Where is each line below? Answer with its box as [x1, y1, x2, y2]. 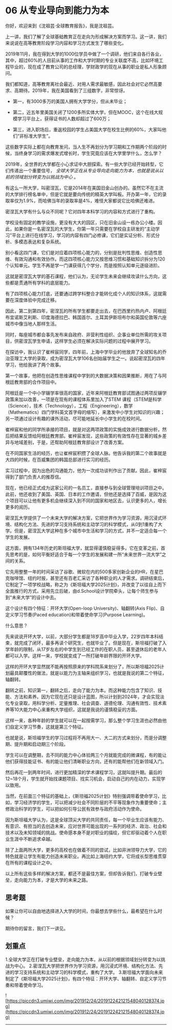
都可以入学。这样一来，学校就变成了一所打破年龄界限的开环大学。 [5, 652, 144, 659]
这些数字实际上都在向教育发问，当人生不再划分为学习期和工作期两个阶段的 [5, 144, 162, 150]
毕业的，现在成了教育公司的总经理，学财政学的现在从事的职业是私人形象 [9, 64, 162, 70]
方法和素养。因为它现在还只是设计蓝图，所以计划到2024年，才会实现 [14, 693, 160, 700]
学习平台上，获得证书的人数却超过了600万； [17, 115, 112, 122]
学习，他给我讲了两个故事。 [5, 361, 64, 368]
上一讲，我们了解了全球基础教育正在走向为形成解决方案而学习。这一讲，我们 [5, 33, 167, 39]
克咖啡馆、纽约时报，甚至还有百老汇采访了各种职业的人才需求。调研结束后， [5, 575, 167, 581]
